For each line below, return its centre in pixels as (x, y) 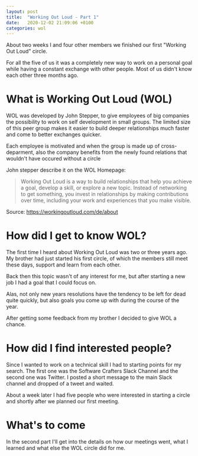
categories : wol (26, 28)
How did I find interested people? (89, 349)
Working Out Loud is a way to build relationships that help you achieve (106, 182)
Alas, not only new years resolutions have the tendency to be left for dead (96, 294)
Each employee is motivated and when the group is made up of (83, 146)
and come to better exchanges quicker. (54, 134)
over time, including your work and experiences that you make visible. (106, 200)
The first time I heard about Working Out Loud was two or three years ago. (97, 252)
